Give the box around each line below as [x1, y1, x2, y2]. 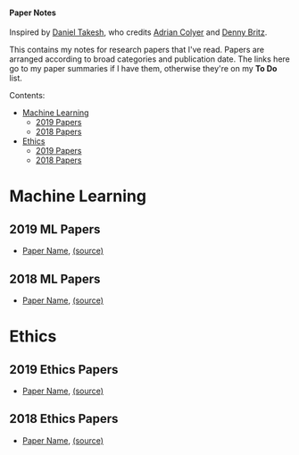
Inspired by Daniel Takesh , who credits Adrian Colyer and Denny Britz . [9, 27, 268, 38]
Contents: [9, 90, 46, 101]
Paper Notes [9, 7, 56, 18]
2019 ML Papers [9, 222, 101, 237]
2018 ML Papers [9, 271, 101, 286]
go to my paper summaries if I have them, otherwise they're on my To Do [9, 63, 278, 74]
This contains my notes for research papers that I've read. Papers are [9, 45, 265, 55]
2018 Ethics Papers [9, 411, 119, 426]
